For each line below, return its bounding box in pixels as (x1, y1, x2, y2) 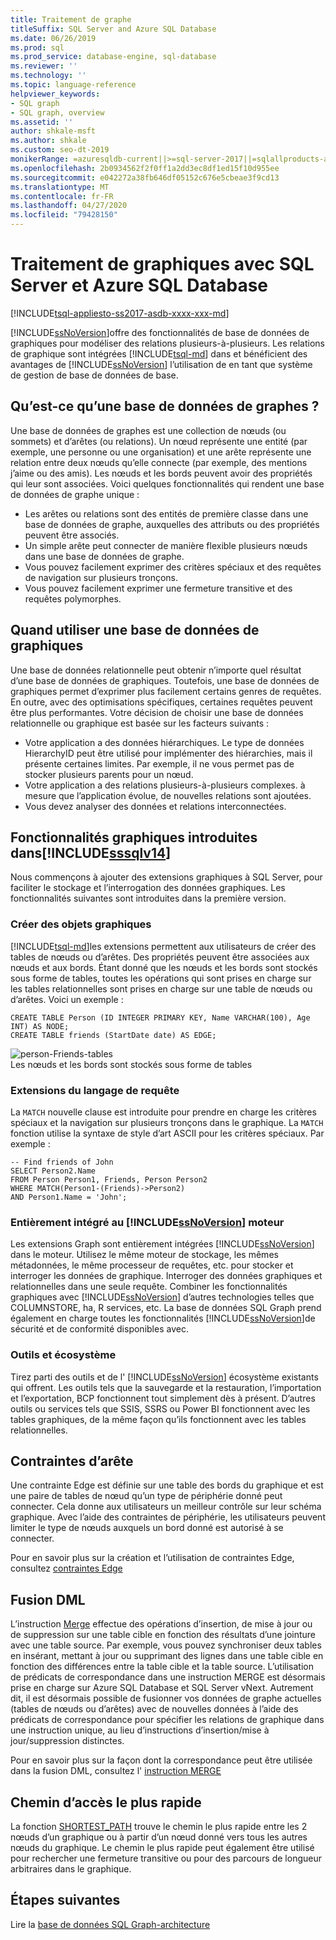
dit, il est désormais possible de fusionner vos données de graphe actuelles (10, 1692, 322, 1705)
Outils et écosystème (10, 1348, 117, 1362)
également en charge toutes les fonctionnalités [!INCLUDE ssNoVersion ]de (10, 1312, 316, 1325)
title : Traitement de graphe (10, 14, 132, 25)
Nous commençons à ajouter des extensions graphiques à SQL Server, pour (10, 871, 323, 883)
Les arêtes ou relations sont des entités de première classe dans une (24, 507, 309, 520)
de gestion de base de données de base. (10, 369, 179, 381)
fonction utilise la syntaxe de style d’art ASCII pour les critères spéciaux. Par (10, 1127, 325, 1139)
